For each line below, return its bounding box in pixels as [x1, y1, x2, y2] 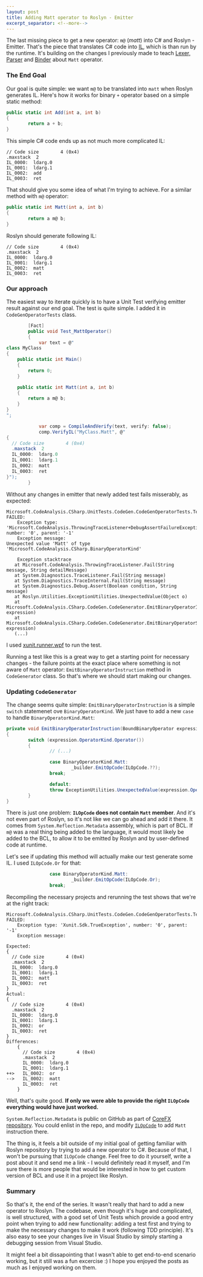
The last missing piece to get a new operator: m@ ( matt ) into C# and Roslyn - [6, 37, 195, 44]
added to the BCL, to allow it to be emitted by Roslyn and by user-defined [6, 835, 189, 842]
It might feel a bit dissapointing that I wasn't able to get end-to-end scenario [6, 1251, 196, 1258]
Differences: [6, 1039, 39, 1045]
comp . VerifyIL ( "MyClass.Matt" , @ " [38, 429, 126, 435]
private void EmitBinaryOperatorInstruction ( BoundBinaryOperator [6, 725, 174, 731]
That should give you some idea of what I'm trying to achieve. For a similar [6, 186, 192, 194]
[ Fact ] [28, 322, 45, 329]
